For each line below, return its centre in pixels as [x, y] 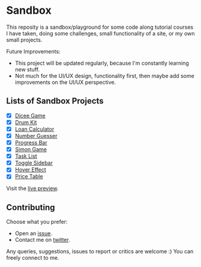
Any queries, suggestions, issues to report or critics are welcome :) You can [100, 251]
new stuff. [27, 69]
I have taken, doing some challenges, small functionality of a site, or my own [100, 33]
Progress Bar [31, 142]
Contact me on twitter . [42, 240]
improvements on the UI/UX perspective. [65, 82]
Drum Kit [26, 122]
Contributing [31, 207]
